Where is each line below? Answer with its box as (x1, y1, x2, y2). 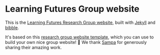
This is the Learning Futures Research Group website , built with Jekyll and (5, 19, 156, 25)
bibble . (5, 24, 19, 30)
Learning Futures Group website (5, 3, 140, 15)
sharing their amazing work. (5, 44, 62, 50)
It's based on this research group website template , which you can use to (5, 34, 154, 40)
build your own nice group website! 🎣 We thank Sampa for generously (5, 39, 147, 45)
